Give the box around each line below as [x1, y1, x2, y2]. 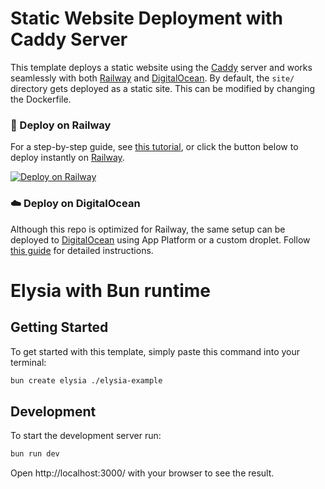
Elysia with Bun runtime [10, 279, 212, 302]
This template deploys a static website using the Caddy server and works [10, 61, 313, 73]
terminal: [10, 356, 47, 368]
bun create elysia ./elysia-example [10, 375, 163, 386]
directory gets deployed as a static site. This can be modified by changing [10, 82, 316, 94]
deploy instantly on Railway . [10, 152, 125, 164]
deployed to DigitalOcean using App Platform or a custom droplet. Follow [10, 233, 311, 246]
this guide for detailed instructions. [10, 244, 154, 256]
